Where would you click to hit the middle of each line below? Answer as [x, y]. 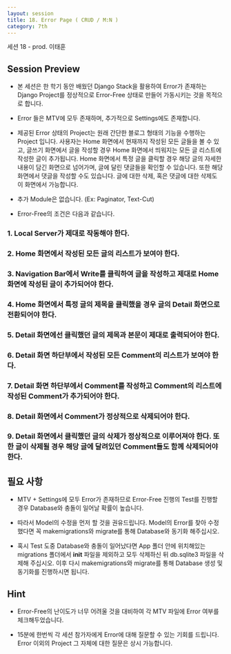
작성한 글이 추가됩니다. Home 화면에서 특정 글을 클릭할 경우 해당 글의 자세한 [119, 159]
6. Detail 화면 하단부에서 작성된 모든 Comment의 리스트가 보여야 [109, 355]
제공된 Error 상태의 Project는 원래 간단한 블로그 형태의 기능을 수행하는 [111, 133]
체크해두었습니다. [40, 620]
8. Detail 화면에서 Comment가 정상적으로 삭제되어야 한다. [99, 416]
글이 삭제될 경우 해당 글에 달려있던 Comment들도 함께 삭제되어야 [117, 447]
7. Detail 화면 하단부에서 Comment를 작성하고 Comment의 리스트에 [114, 385]
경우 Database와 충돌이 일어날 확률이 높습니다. [80, 508]
